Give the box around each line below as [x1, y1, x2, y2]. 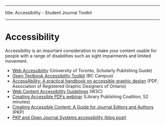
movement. [5, 58, 28, 64]
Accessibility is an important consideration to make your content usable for [5, 48, 157, 53]
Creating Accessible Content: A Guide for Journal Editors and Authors [12, 104, 154, 110]
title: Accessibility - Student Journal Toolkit [5, 10, 92, 15]
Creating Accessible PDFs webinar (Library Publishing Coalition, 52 [12, 94, 149, 100]
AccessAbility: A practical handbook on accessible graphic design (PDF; [12, 78, 159, 84]
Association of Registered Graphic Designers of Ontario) [12, 83, 127, 89]
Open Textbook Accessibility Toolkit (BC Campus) [12, 73, 113, 78]
